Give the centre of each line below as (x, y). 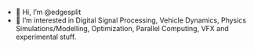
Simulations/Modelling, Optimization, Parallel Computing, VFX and (122, 28)
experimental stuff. (46, 37)
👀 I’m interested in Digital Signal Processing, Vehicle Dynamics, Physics (131, 20)
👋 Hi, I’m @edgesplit (48, 12)
